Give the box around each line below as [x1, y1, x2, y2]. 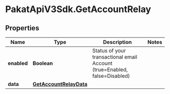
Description [103, 39, 132, 45]
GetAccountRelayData [32, 81, 88, 87]
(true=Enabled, [92, 66, 128, 73]
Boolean [32, 60, 53, 67]
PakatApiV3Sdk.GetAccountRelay [5, 4, 151, 15]
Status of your [92, 47, 126, 54]
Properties [5, 24, 39, 32]
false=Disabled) [92, 72, 130, 79]
